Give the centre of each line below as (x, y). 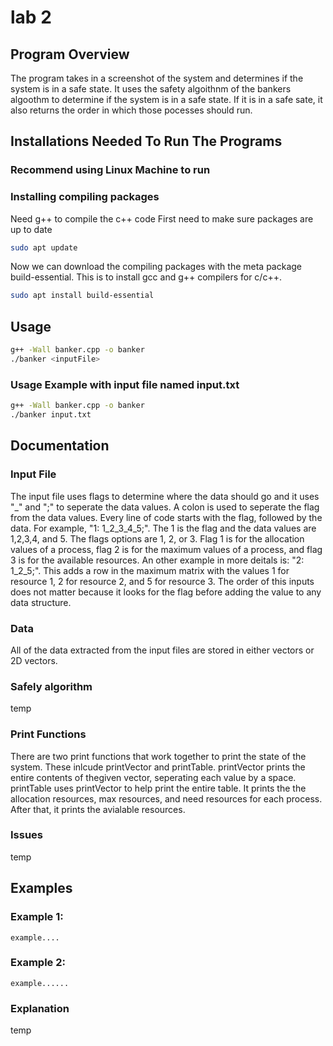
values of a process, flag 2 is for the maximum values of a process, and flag (166, 549)
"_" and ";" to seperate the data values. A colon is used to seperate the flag (165, 507)
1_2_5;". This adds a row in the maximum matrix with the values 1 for (150, 570)
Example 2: (38, 963)
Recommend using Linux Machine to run (110, 170)
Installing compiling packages (85, 197)
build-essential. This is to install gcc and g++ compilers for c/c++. (146, 277)
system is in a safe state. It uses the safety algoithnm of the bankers (151, 89)
